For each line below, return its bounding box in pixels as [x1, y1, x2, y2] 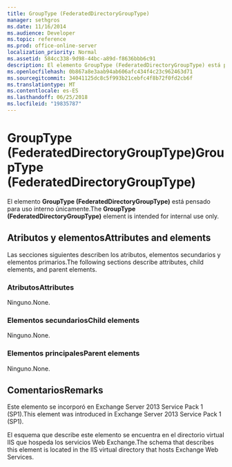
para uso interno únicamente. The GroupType [7, 204, 136, 213]
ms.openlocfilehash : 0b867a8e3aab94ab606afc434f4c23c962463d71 [7, 68, 193, 75]
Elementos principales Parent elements [7, 349, 140, 358]
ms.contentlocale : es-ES [7, 87, 79, 94]
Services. [7, 453, 35, 461]
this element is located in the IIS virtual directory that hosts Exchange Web [7, 446, 219, 454]
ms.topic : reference [7, 36, 67, 43]
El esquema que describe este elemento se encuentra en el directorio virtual [7, 431, 224, 439]
